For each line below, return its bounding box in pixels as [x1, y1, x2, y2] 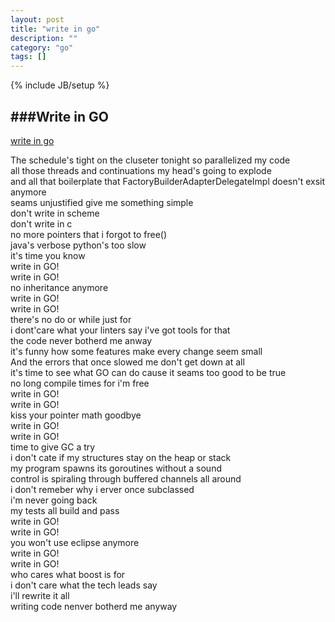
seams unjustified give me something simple [10, 196, 194, 208]
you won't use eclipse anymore [10, 536, 140, 548]
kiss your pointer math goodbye [10, 409, 142, 421]
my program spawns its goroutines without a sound [10, 462, 222, 474]
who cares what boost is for [10, 568, 126, 580]
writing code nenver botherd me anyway [10, 600, 178, 612]
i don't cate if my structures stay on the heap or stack [10, 451, 232, 463]
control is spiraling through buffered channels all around [10, 472, 242, 485]
